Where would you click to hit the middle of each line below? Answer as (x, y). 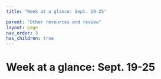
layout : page (22, 28)
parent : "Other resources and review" (54, 22)
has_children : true (30, 39)
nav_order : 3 (22, 33)
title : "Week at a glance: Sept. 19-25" (57, 11)
